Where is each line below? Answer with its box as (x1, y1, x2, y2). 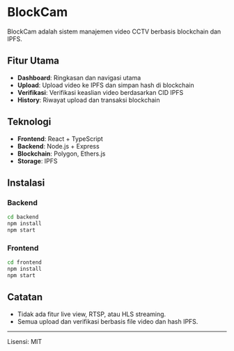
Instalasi (7, 177, 45, 188)
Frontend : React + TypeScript (17, 134, 103, 143)
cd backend (7, 214, 39, 221)
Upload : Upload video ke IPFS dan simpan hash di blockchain (17, 81, 194, 89)
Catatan (7, 291, 43, 304)
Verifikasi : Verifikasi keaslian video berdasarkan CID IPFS (17, 88, 184, 96)
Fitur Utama (7, 55, 60, 67)
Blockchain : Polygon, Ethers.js (17, 149, 106, 158)
